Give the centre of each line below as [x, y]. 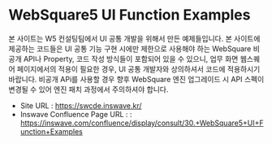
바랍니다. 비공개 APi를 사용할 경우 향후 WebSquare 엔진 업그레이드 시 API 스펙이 [136, 79]
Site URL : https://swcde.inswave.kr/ [81, 105]
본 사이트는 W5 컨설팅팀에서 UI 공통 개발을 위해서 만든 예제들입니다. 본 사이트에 [134, 38]
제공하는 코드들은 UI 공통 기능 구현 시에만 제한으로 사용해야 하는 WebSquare [130, 48]
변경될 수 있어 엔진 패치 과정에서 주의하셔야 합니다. [89, 89]
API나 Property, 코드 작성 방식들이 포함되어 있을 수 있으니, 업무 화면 [131, 59]
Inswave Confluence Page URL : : [76, 114]
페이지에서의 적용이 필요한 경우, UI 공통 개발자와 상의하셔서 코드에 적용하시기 [138, 69]
